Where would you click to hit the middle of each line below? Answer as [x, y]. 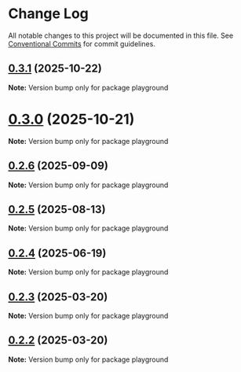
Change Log [48, 14]
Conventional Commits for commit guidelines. [82, 43]
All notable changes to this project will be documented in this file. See [121, 35]
